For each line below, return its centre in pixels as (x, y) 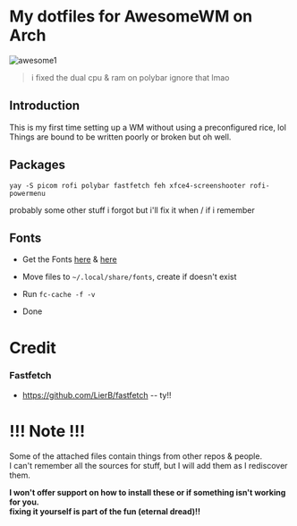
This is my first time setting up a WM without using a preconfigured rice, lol (148, 127)
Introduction (45, 106)
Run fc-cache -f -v (59, 294)
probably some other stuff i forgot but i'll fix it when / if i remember (132, 210)
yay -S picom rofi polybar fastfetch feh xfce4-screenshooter (127, 185)
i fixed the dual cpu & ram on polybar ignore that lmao (130, 77)
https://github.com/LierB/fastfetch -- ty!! (97, 394)
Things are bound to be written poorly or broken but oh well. (120, 137)
